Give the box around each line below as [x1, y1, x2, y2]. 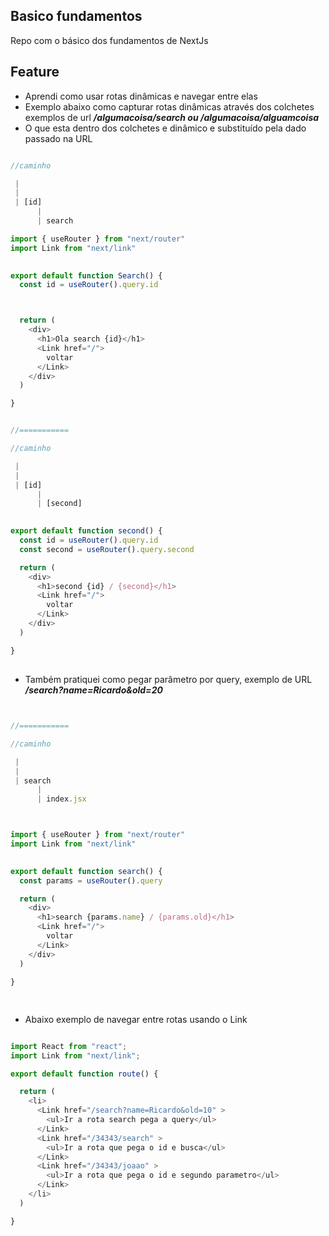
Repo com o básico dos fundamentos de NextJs [10, 34, 209, 46]
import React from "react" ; [10, 1041, 128, 1051]
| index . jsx [36, 794, 87, 804]
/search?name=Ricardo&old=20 [24, 684, 163, 696]
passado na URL [24, 132, 93, 144]
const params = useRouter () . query [19, 875, 163, 886]
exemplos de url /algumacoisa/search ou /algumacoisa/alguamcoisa [24, 111, 320, 123]
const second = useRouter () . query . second [19, 544, 195, 554]
